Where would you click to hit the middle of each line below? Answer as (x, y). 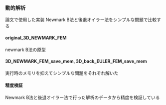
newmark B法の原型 (26, 49)
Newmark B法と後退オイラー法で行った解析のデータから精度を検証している (83, 97)
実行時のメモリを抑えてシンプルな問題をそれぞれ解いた (62, 73)
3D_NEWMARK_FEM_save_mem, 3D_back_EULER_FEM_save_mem (76, 61)
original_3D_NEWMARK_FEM (36, 37)
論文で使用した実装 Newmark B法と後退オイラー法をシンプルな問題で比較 (81, 20)
